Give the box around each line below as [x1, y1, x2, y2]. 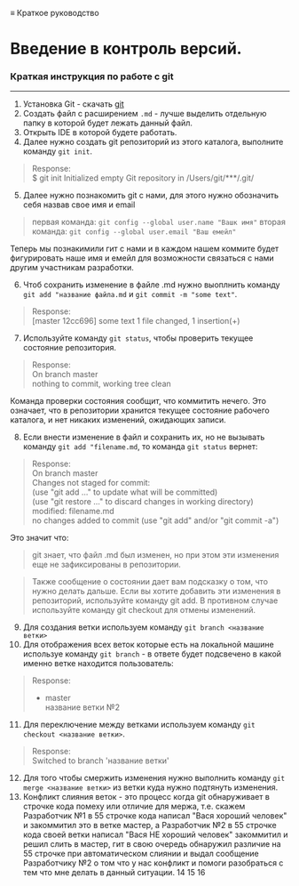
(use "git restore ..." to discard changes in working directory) [31, 496, 254, 507]
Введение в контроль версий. [10, 39, 242, 59]
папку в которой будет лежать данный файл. [22, 117, 193, 128]
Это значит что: [10, 533, 69, 544]
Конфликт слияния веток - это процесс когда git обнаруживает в [22, 792, 270, 802]
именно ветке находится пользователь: [22, 658, 174, 669]
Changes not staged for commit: [31, 478, 151, 488]
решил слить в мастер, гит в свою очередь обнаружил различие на [22, 839, 282, 850]
